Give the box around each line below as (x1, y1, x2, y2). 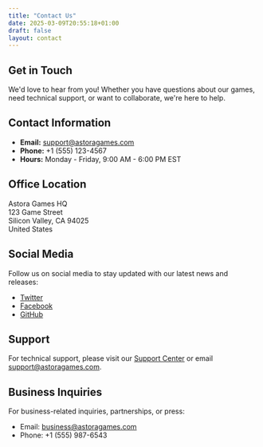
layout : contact (8, 34, 62, 42)
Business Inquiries (8, 385, 103, 399)
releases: (8, 277, 38, 287)
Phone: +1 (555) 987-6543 (19, 430, 108, 440)
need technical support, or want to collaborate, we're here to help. (8, 93, 226, 103)
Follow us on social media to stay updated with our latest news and (8, 268, 229, 278)
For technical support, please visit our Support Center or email (8, 354, 214, 363)
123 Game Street (8, 207, 63, 216)
